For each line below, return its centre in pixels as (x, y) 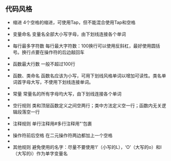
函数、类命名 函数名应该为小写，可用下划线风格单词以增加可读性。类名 (87, 76)
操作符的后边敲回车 (64, 52)
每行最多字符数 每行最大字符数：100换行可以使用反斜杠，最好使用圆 (84, 46)
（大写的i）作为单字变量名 (40, 153)
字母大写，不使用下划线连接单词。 (57, 82)
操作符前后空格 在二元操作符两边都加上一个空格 (63, 135)
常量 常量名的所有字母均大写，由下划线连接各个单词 (67, 93)
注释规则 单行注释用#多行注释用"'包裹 (52, 123)
